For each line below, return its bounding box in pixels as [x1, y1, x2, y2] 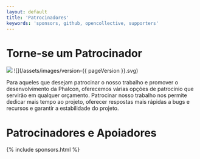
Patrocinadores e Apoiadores [6, 126, 157, 140]
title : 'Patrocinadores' [6, 15, 69, 21]
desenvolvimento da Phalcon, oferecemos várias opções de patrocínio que [6, 86, 194, 93]
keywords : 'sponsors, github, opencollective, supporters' [6, 20, 159, 26]
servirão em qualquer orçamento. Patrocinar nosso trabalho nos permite [6, 92, 187, 99]
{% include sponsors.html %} [6, 146, 80, 154]
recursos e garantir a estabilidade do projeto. [6, 104, 120, 112]
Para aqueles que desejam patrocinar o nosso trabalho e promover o [6, 79, 178, 86]
